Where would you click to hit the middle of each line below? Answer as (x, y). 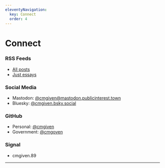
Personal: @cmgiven (33, 127)
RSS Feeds (18, 59)
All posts (21, 69)
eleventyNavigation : (26, 10)
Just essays (24, 74)
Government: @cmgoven (37, 132)
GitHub (14, 116)
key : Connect (23, 14)
